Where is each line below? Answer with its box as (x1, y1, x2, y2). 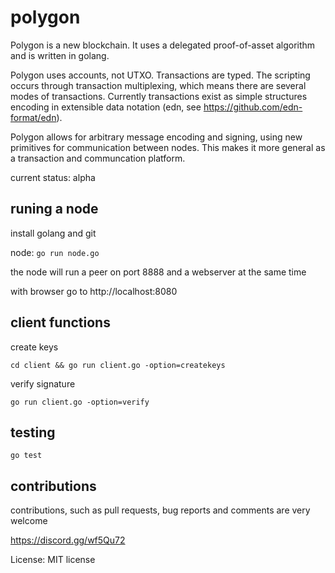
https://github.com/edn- (203, 101, 303, 113)
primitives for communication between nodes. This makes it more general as (10, 141, 326, 153)
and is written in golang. (10, 49, 110, 61)
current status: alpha (10, 171, 96, 183)
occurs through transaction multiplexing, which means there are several (10, 79, 307, 91)
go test (10, 451, 43, 461)
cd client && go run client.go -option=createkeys (10, 360, 226, 370)
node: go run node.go (10, 246, 100, 258)
